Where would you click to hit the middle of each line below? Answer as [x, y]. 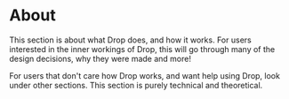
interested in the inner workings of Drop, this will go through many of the [142, 49]
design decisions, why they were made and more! [100, 58]
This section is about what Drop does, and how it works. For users [130, 40]
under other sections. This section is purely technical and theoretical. [136, 85]
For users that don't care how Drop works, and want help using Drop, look [144, 75]
